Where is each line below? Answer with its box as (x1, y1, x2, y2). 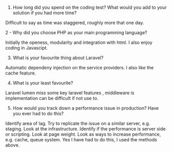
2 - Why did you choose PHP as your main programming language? (5, 30, 147, 35)
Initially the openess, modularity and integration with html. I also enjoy (5, 39, 153, 45)
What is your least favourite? (12, 80, 73, 86)
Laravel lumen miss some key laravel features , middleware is (5, 90, 135, 96)
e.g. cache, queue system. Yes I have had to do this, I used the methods (5, 137, 157, 142)
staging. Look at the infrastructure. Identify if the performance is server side (5, 126, 166, 132)
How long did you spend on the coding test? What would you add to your (12, 5, 167, 10)
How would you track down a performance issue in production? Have (12, 105, 159, 111)
